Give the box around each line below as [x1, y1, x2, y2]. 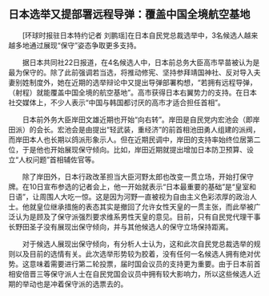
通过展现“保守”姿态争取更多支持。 [29, 40, 142, 50]
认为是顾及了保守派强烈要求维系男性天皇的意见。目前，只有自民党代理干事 [14, 212, 261, 221]
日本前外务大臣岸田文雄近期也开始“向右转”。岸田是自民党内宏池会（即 [22, 115, 254, 124]
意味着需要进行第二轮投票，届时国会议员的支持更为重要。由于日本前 [29, 259, 254, 269]
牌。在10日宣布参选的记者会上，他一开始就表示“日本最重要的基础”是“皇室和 [8, 181, 257, 191]
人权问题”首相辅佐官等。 [18, 155, 99, 164]
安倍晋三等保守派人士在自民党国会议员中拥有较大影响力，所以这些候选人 [14, 269, 254, 278]
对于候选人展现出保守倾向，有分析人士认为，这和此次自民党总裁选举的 [22, 239, 254, 249]
